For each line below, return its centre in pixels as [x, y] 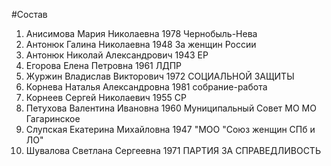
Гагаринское [53, 118]
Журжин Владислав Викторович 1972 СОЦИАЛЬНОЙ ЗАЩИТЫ [160, 76]
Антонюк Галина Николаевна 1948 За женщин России [141, 44]
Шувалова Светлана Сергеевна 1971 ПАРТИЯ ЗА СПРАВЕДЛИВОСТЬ [173, 150]
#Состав [29, 14]
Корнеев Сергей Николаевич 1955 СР [106, 97]
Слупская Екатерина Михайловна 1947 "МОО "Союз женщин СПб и [170, 129]
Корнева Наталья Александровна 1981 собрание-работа [146, 87]
